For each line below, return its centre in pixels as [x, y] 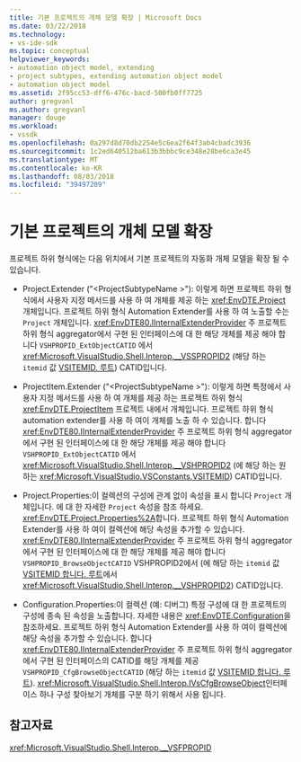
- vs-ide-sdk [34, 43]
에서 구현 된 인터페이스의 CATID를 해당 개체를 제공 [111, 660]
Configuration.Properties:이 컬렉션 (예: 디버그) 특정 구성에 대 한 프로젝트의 [155, 605]
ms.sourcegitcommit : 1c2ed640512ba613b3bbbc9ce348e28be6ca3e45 [130, 151]
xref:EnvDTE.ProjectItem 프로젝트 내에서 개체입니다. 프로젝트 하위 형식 [148, 409]
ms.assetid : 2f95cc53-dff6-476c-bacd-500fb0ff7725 [106, 93]
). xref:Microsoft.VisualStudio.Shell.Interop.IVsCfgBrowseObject [148, 683]
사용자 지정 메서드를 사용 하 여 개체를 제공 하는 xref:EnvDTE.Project [166, 300]
